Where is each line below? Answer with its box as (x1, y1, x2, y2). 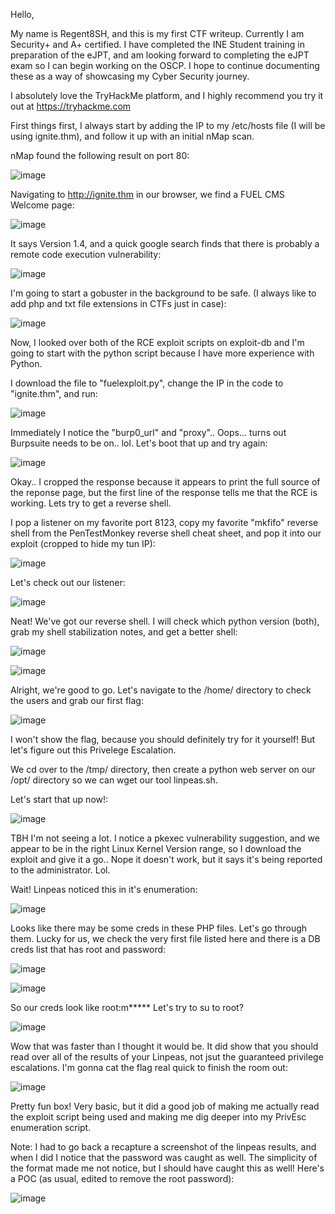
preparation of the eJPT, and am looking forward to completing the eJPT (10, 49, 310, 61)
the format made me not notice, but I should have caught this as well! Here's (10, 1162, 325, 1174)
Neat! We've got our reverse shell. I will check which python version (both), (10, 615, 320, 627)
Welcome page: (10, 199, 75, 211)
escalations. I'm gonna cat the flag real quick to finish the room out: (10, 1062, 288, 1073)
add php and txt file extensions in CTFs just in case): (10, 298, 227, 309)
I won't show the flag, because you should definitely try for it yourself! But (10, 734, 316, 745)
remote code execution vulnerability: (10, 249, 162, 260)
